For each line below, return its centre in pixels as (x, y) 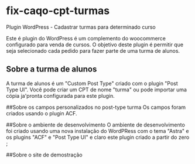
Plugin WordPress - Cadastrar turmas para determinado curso (81, 27)
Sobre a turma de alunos (52, 69)
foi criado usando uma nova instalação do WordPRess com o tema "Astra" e (97, 131)
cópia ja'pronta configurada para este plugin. (61, 95)
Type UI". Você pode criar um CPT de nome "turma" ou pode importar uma (97, 90)
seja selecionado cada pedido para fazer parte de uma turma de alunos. (93, 50)
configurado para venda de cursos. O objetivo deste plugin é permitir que (95, 45)
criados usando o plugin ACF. (42, 113)
